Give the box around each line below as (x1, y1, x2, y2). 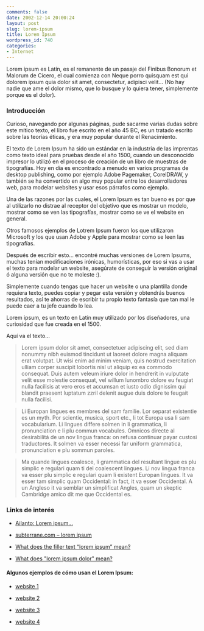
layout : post (6, 20, 40, 26)
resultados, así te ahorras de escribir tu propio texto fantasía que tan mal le (6, 296, 195, 303)
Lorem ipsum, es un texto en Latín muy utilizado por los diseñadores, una (6, 314, 190, 322)
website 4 (15, 618, 41, 625)
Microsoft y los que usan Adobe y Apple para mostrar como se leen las (6, 233, 185, 241)
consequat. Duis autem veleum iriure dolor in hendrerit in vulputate (21, 370, 189, 378)
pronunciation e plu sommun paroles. (21, 446, 115, 454)
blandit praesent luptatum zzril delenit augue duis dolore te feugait (21, 389, 189, 397)
